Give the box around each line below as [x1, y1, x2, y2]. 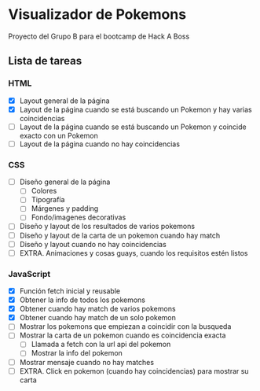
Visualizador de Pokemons [8, 6, 187, 24]
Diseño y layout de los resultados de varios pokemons [19, 222, 195, 231]
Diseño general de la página [19, 177, 111, 186]
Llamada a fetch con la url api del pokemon [31, 340, 171, 349]
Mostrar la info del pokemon [31, 349, 123, 358]
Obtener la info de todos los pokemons [19, 295, 145, 304]
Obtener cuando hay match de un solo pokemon [19, 313, 177, 323]
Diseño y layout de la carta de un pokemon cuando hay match [19, 231, 221, 240]
